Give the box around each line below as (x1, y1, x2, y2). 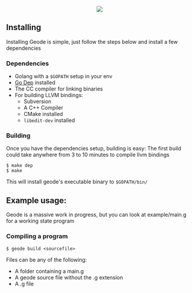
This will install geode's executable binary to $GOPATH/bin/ (6, 178, 148, 185)
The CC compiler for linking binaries (14, 85, 103, 92)
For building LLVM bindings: (14, 92, 84, 99)
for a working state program (6, 217, 75, 224)
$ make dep (6, 163, 33, 169)
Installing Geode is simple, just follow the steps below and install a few (6, 38, 178, 45)
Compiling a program (6, 232, 68, 240)
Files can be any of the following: (6, 256, 87, 263)
